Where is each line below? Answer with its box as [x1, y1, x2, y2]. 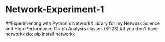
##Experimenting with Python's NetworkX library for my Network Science [5, 20, 160, 26]
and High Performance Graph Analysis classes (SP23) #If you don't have [5, 25, 158, 31]
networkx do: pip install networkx [5, 31, 75, 37]
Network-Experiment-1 [5, 4, 104, 15]
